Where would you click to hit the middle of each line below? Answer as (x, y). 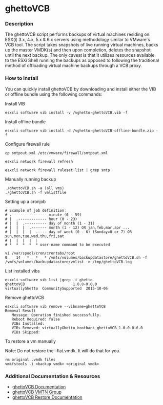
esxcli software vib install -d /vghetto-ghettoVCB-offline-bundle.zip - (82, 131)
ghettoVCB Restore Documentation (47, 397)
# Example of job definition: (36, 210)
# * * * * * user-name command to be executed (58, 245)
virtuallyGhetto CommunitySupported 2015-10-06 (57, 288)
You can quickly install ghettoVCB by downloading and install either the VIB (81, 89)
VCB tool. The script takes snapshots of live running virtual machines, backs (82, 45)
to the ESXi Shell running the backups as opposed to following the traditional (82, 60)
